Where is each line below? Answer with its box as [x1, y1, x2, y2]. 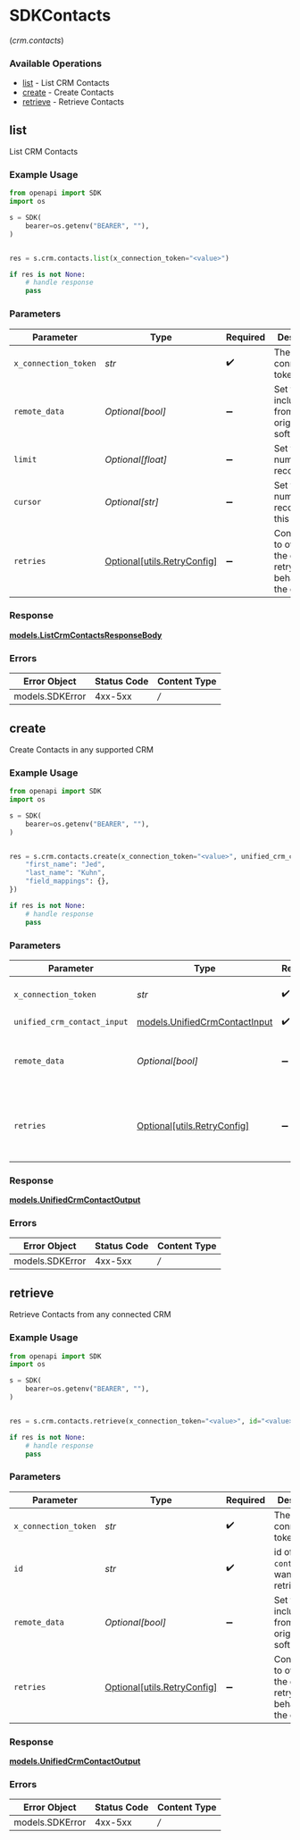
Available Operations [9, 57, 103, 70]
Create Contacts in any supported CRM [9, 744, 154, 755]
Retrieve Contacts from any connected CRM [9, 1309, 171, 1320]
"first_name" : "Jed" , [25, 860, 105, 870]
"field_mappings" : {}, [25, 877, 110, 886]
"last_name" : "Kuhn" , [25, 869, 105, 878]
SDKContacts [9, 5, 112, 26]
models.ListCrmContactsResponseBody [9, 629, 162, 640]
